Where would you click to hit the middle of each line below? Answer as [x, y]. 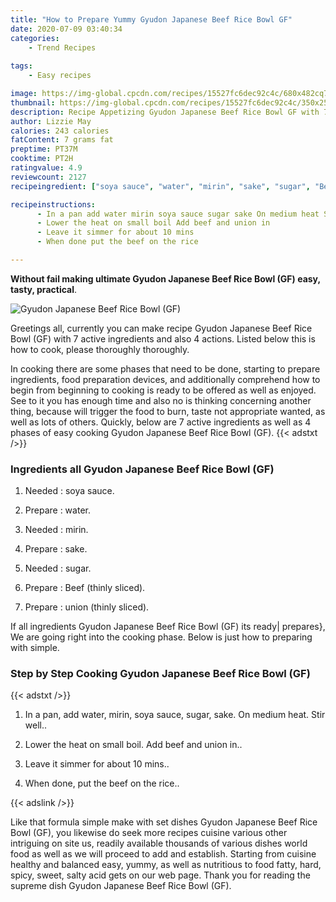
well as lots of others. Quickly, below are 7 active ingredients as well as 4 [161, 422]
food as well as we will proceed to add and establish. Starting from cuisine [163, 854]
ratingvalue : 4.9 [46, 168]
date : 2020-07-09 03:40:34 [66, 29]
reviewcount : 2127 [48, 177]
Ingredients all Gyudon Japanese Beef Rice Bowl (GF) [142, 469]
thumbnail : [33, 102]
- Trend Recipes [62, 47]
